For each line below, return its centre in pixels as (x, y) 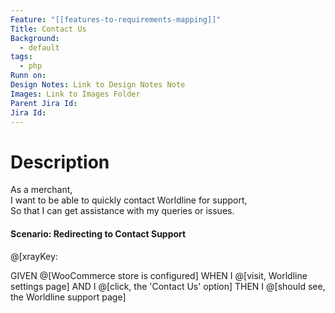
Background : (35, 38)
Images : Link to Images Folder (75, 94)
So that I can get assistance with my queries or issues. (122, 211)
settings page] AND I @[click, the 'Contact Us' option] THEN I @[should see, (168, 286)
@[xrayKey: (34, 256)
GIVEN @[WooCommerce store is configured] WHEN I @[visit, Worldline (159, 275)
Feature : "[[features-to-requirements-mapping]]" (116, 19)
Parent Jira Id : (44, 103)
